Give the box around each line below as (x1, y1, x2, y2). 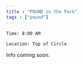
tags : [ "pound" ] (6, 14, 49, 20)
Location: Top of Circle (6, 41, 67, 47)
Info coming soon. (6, 51, 50, 58)
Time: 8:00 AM (6, 30, 41, 36)
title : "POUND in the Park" (6, 8, 78, 15)
